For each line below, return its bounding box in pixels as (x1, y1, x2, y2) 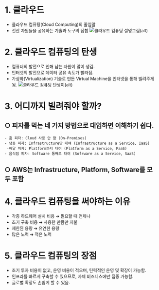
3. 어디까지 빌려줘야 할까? (4, 101, 102, 112)
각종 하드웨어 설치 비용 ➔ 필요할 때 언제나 (11, 213, 91, 219)
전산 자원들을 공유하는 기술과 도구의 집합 (11, 27, 88, 33)
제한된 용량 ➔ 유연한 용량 (11, 225, 60, 232)
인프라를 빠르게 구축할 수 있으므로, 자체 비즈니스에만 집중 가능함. (11, 273, 134, 279)
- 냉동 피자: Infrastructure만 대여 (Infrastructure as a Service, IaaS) (4, 141, 150, 146)
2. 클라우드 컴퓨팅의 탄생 (4, 47, 97, 58)
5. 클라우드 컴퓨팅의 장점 (4, 251, 97, 261)
